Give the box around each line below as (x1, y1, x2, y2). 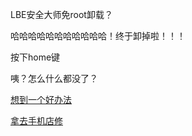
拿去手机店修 (10, 115, 63, 127)
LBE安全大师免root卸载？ (10, 9, 113, 20)
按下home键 (10, 51, 61, 63)
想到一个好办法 (10, 94, 72, 105)
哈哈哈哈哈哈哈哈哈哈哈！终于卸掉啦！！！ (10, 30, 186, 42)
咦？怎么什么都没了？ (10, 73, 98, 84)
